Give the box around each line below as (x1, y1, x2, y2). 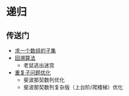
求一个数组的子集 (14, 47, 56, 54)
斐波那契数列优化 (23, 77, 65, 83)
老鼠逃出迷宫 (23, 62, 55, 68)
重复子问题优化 (14, 69, 51, 76)
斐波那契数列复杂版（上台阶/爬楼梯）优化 (23, 84, 123, 91)
